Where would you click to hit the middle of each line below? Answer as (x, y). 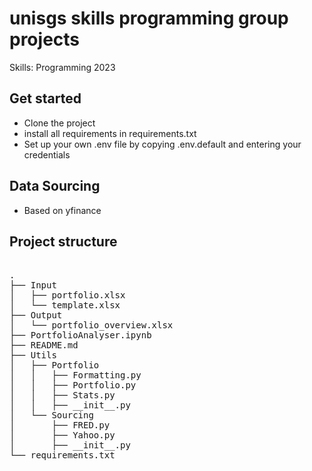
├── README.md (44, 345)
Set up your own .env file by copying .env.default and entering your (162, 144)
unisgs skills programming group (149, 18)
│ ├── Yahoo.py (62, 435)
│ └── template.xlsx (65, 305)
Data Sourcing (55, 186)
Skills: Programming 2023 (62, 67)
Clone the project (59, 123)
